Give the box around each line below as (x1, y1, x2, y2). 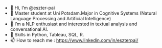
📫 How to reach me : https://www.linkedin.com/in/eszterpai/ (10, 37, 138, 43)
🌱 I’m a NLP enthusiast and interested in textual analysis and (10, 21, 137, 27)
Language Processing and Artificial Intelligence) (10, 16, 111, 21)
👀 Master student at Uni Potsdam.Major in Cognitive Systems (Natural (10, 10, 157, 16)
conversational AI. (10, 26, 49, 32)
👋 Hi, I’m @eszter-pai (10, 5, 55, 11)
